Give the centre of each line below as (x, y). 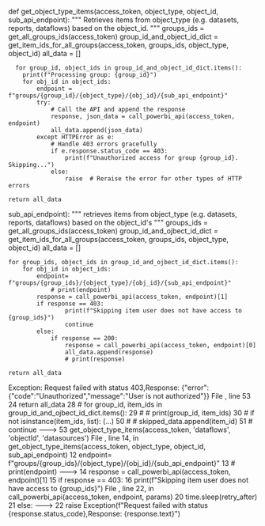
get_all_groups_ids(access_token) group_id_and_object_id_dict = (114, 36)
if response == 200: (84, 339)
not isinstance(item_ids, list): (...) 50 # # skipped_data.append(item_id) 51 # (131, 421)
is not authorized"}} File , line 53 (199, 396)
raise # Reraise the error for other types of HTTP (153, 179)
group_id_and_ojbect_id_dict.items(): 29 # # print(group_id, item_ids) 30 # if (131, 413)
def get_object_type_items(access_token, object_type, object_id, (114, 11)
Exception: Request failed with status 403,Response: (94, 388)
